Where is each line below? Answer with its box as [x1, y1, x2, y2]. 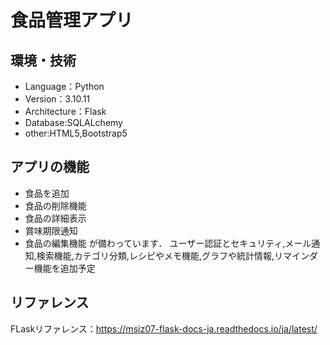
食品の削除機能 [24, 199, 87, 211]
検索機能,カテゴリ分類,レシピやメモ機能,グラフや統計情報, [36, 249, 275, 261]
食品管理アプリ [10, 9, 134, 32]
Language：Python [24, 81, 105, 92]
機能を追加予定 [33, 262, 96, 274]
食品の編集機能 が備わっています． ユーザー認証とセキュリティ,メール [24, 237, 312, 249]
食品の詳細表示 [24, 212, 87, 224]
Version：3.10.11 [24, 93, 91, 105]
